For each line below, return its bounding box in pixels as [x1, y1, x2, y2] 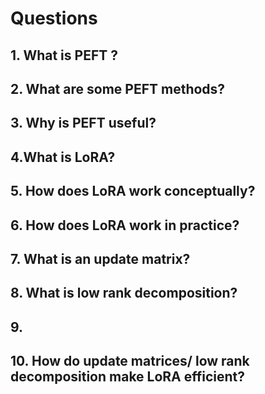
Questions [10, 7, 98, 30]
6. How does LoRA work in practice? [10, 217, 240, 234]
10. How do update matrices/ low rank [10, 353, 250, 370]
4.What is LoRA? [10, 148, 116, 166]
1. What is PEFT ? [10, 47, 118, 64]
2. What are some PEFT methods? [10, 80, 226, 97]
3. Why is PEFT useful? [10, 115, 157, 132]
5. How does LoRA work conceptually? [10, 183, 256, 200]
